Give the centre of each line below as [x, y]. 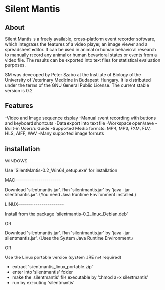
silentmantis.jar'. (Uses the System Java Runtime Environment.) [69, 238]
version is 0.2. [19, 90]
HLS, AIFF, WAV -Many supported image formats [55, 133]
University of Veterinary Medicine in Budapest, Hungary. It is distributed [78, 80]
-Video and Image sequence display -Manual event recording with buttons [81, 118]
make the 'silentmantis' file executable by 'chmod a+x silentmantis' [80, 277]
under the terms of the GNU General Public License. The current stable [77, 85]
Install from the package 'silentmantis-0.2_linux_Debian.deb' [66, 214]
